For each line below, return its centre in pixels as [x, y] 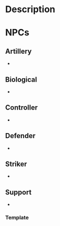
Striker [16, 164]
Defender [20, 136]
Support [18, 192]
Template [17, 218]
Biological [21, 79]
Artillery [18, 51]
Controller [21, 108]
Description [30, 9]
